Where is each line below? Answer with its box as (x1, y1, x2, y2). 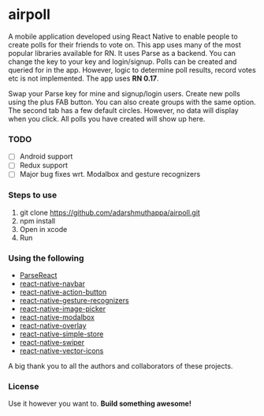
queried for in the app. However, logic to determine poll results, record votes (8, 65, 256, 74)
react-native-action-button (19, 287, 107, 297)
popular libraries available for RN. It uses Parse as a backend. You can (8, 48, 236, 58)
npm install (19, 215, 56, 226)
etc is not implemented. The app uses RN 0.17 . (8, 73, 159, 83)
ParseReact (19, 271, 58, 280)
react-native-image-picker (19, 304, 106, 313)
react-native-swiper (19, 338, 85, 347)
